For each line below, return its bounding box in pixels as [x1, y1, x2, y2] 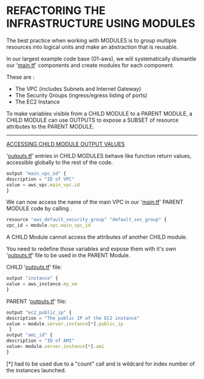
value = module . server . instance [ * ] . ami [6, 344, 104, 350]
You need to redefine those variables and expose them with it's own [6, 245, 177, 253]
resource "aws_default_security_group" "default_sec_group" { [6, 217, 167, 223]
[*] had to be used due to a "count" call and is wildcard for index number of [6, 360, 195, 367]
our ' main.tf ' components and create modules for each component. [6, 62, 175, 69]
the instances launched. [6, 366, 67, 374]
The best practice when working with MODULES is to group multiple [6, 37, 177, 44]
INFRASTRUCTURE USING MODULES [6, 16, 195, 30]
